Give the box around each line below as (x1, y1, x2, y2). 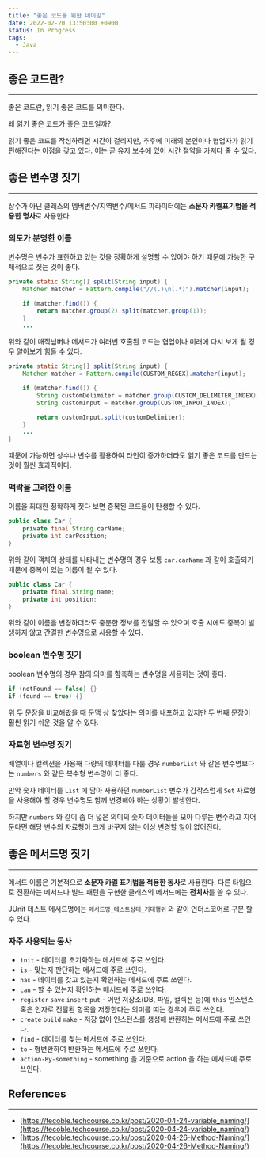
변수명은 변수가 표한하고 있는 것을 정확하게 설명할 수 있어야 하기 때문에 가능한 (8, 252, 247, 262)
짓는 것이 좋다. (35, 262, 81, 271)
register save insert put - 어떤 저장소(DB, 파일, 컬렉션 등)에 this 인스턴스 (19, 994, 255, 1004)
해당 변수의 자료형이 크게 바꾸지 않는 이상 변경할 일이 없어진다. (28, 822, 222, 831)
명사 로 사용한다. (22, 211, 72, 220)
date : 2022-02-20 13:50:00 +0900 (8, 19, 119, 27)
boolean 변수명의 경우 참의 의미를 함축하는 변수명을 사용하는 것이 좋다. (8, 669, 227, 678)
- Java (15, 41, 37, 49)
